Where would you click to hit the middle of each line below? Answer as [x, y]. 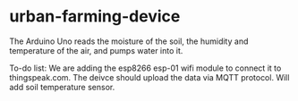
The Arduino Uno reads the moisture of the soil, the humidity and [129, 41]
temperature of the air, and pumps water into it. [96, 50]
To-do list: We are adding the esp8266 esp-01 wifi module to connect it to [145, 68]
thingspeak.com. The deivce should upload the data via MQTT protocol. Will [149, 77]
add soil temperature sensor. [62, 87]
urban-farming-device [95, 17]
